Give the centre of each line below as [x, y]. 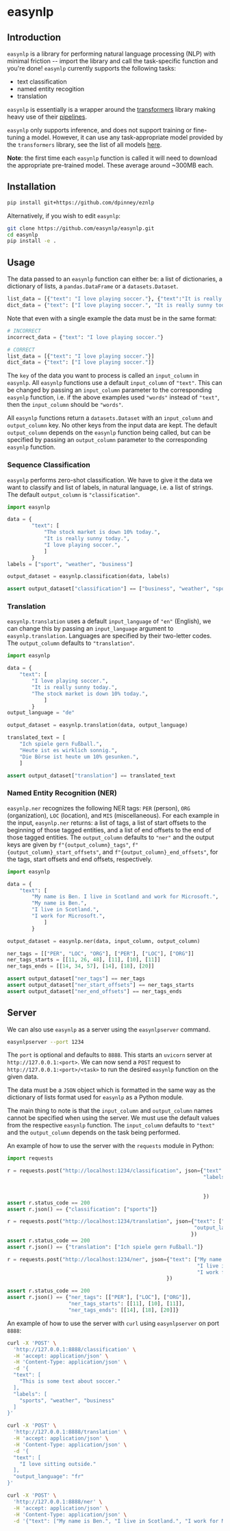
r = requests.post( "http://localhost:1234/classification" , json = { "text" [115, 1171]
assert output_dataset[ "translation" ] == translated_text [91, 775]
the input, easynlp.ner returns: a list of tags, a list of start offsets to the [107, 822]
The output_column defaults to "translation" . [71, 643]
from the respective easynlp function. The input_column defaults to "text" [111, 1125]
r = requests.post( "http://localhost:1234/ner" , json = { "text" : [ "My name [115, 1259]
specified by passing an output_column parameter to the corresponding [107, 440]
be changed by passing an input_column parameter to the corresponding [110, 390]
